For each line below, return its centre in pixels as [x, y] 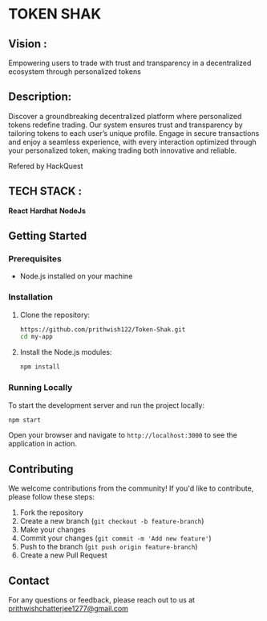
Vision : [28, 44]
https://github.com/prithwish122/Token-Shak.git [103, 329]
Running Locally [40, 388]
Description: [40, 97]
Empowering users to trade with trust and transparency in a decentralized [130, 63]
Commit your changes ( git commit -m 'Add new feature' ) [115, 538]
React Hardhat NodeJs [47, 211]
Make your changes [53, 530]
